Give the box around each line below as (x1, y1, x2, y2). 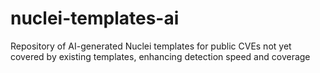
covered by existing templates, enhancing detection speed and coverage (10, 50, 311, 62)
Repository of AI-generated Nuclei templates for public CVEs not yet (10, 40, 292, 52)
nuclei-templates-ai (10, 7, 180, 30)
